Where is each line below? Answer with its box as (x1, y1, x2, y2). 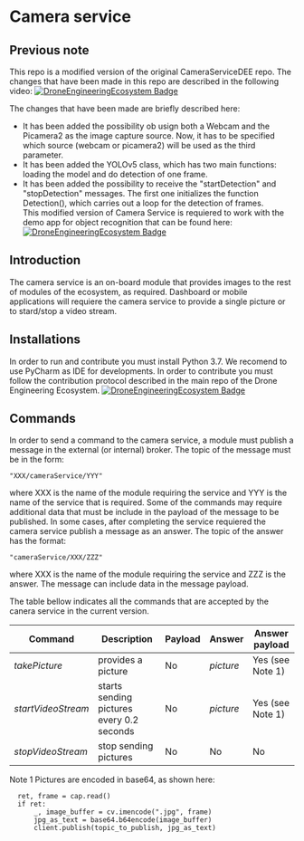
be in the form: (9, 454, 65, 465)
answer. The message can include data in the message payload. (9, 578, 249, 589)
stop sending (98, 740, 154, 752)
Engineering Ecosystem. (9, 385, 100, 396)
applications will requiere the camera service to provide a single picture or (9, 296, 286, 307)
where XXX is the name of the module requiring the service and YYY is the (9, 487, 288, 499)
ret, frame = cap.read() (17, 792, 111, 801)
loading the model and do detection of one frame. (22, 169, 208, 179)
